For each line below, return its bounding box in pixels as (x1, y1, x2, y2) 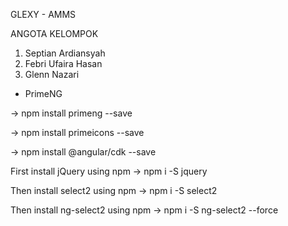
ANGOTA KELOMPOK (10, 28, 99, 39)
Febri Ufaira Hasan (24, 58, 103, 69)
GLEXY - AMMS (10, 9, 77, 20)
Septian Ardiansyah (24, 47, 106, 59)
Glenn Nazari (24, 69, 80, 80)
